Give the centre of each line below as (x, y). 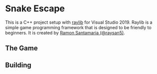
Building (18, 65)
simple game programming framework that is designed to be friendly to (78, 27)
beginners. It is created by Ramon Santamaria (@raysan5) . (65, 33)
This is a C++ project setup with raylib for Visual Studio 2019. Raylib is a (79, 22)
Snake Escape (35, 9)
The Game (22, 48)
